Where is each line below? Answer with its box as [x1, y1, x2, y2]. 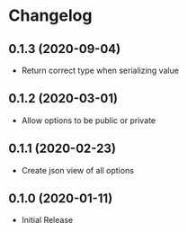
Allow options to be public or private [21, 114, 157, 126]
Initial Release [21, 215, 74, 226]
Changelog [8, 5, 93, 26]
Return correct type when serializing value [21, 65, 179, 76]
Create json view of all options [21, 165, 134, 175]
